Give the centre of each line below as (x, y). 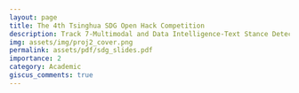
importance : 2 (36, 58)
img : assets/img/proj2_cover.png (71, 42)
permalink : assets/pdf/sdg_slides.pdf (81, 50)
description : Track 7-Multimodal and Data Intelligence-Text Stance (139, 34)
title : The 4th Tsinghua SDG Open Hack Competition (107, 26)
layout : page (33, 17)
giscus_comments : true (51, 75)
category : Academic (45, 67)
